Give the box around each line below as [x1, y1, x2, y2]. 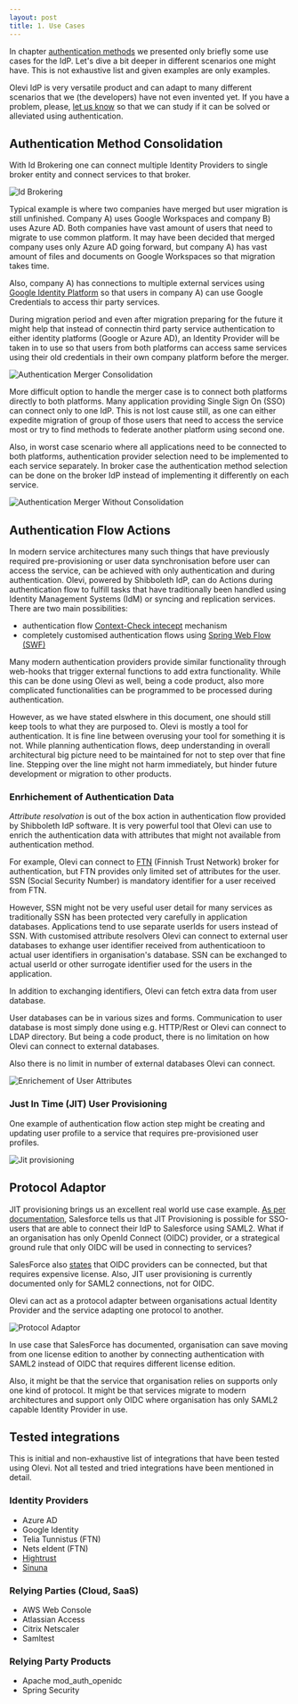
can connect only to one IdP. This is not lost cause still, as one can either [9, 406, 277, 416]
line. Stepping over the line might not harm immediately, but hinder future [9, 759, 278, 770]
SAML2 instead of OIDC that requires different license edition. [9, 1358, 236, 1369]
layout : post [9, 12, 58, 22]
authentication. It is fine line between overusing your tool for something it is [9, 731, 286, 741]
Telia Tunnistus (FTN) [21, 1534, 101, 1544]
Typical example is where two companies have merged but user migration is [9, 204, 288, 215]
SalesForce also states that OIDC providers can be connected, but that [9, 1258, 268, 1270]
